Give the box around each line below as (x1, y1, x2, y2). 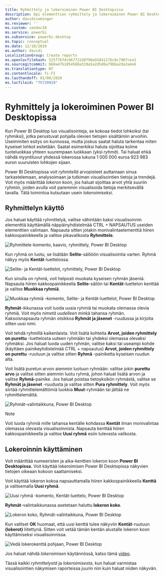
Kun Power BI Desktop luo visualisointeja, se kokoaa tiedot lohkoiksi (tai (5, 128, 149, 134)
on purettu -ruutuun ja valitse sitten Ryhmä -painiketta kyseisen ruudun (5, 351, 150, 357)
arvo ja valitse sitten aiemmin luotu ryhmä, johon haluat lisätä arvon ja (5, 371, 145, 377)
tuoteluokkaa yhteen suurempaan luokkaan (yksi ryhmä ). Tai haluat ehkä (5, 149, 151, 155)
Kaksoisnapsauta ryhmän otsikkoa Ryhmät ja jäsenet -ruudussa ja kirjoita (5, 315, 154, 321)
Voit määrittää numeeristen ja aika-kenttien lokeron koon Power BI (5, 458, 138, 464)
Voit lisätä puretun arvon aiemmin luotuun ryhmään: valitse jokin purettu (5, 366, 150, 372)
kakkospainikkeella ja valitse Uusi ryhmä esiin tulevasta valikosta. (5, 431, 137, 437)
